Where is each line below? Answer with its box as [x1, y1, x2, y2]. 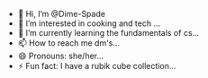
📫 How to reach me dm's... [17, 38, 120, 48]
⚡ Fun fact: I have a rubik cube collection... [17, 61, 176, 71]
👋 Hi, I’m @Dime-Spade [17, 9, 106, 19]
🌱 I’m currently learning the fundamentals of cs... [17, 28, 200, 38]
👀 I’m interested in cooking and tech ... [17, 18, 161, 29]
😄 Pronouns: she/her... [17, 50, 104, 61]
